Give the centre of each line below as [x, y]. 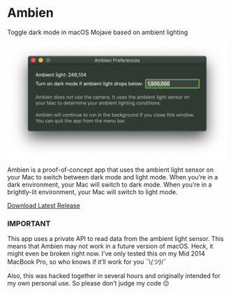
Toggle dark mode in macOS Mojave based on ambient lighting [98, 32]
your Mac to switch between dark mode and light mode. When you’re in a [113, 177]
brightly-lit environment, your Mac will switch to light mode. [92, 192]
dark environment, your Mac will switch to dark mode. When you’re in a [110, 185]
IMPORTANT [29, 223]
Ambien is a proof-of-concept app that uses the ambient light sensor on [111, 170]
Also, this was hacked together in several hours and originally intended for [114, 276]
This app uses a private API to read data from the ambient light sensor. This [116, 239]
